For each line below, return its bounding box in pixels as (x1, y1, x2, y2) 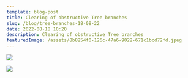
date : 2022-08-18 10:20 (6, 26, 67, 32)
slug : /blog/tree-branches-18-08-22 (6, 20, 100, 26)
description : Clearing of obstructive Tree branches (6, 32, 144, 38)
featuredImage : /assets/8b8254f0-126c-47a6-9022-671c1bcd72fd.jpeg (6, 37, 182, 43)
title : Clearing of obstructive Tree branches (6, 15, 127, 21)
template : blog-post (6, 9, 59, 15)
